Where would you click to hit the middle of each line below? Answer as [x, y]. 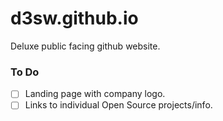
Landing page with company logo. [95, 94]
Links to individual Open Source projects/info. [118, 105]
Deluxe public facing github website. [85, 46]
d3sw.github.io [74, 18]
